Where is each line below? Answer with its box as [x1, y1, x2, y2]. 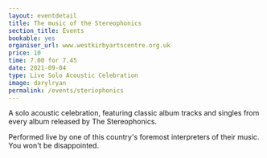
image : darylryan [8, 79, 67, 87]
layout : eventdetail [8, 11, 78, 20]
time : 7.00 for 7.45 [8, 57, 78, 65]
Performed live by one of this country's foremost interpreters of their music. [8, 132, 260, 142]
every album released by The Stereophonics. [8, 117, 158, 127]
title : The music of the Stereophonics [8, 19, 142, 27]
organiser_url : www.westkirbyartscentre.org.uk [8, 42, 171, 50]
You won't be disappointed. [8, 141, 99, 151]
